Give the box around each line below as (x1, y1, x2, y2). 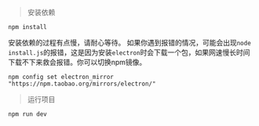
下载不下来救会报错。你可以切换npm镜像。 (8, 58, 147, 67)
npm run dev (8, 110, 47, 118)
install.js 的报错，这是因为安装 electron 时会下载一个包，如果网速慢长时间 (8, 48, 250, 57)
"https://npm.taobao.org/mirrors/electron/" (8, 80, 156, 88)
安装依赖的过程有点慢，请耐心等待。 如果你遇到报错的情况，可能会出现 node (8, 38, 251, 47)
